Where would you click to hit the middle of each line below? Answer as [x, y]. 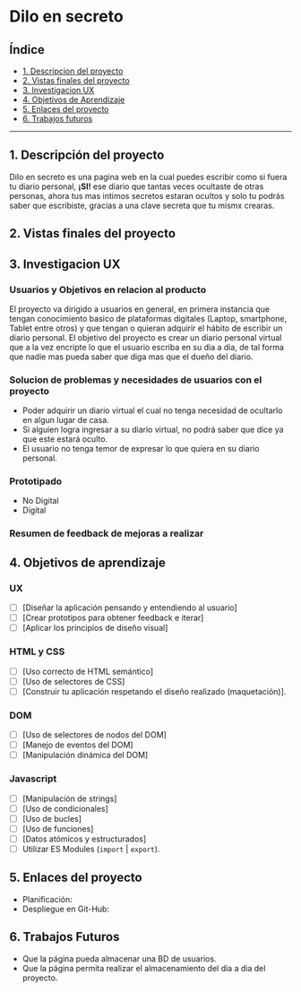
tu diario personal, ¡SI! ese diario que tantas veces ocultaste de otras [137, 186]
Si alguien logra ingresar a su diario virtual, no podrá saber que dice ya [153, 430]
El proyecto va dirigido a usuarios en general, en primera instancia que [140, 309]
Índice [27, 50]
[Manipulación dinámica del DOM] [85, 755]
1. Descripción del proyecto [87, 155]
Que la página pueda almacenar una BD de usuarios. [119, 958]
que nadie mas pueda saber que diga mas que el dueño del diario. [131, 357]
